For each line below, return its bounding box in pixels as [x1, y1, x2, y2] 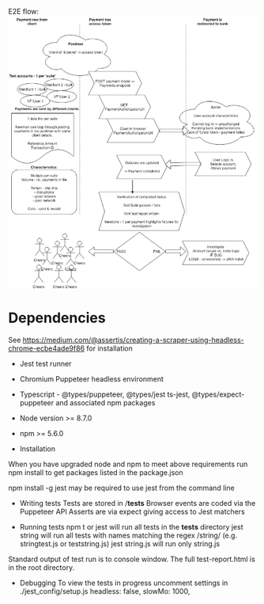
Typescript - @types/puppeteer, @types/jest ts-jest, [19, 389, 190, 399]
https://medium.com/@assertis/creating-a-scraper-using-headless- [22, 335, 244, 344]
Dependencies [8, 309, 106, 327]
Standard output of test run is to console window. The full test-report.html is [8, 554, 255, 564]
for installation [86, 344, 133, 353]
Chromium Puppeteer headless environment [19, 374, 164, 383]
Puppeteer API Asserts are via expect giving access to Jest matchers [19, 507, 245, 516]
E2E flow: [8, 7, 40, 16]
